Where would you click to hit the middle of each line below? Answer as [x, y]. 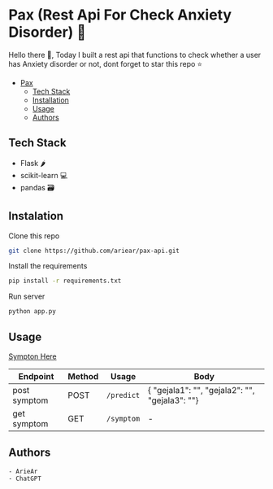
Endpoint [36, 376]
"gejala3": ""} [173, 400]
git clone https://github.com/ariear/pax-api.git [94, 251]
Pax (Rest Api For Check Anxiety [120, 15]
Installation [50, 100]
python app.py [32, 312]
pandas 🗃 [37, 187]
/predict [123, 395]
